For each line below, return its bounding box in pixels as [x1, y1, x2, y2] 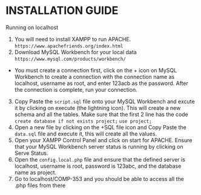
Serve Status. [14, 149, 48, 157]
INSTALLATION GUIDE [5, 4, 119, 18]
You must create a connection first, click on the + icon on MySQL [14, 66, 177, 74]
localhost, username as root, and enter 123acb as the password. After [14, 80, 189, 87]
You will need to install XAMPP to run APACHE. [14, 35, 131, 43]
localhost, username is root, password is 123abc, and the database [14, 162, 182, 169]
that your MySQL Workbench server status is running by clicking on [14, 143, 184, 150]
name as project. [14, 168, 57, 176]
